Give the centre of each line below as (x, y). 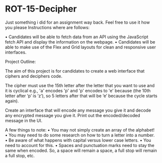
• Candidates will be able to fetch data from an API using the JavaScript (77, 37)
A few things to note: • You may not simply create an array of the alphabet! (80, 130)
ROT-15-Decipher (41, 9)
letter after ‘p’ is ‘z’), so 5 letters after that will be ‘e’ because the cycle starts (81, 96)
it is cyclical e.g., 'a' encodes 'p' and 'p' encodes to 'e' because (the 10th (78, 90)
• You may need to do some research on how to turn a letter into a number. (80, 135)
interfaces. (16, 52)
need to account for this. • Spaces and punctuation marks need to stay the (80, 145)
